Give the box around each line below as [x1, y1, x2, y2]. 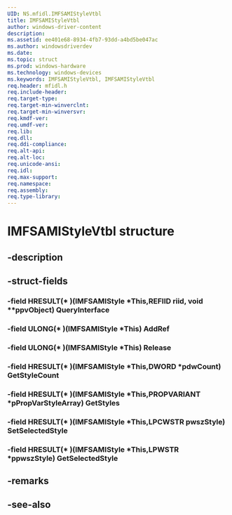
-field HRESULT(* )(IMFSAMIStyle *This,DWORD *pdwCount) [7, 361, 221, 371]
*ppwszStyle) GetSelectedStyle [7, 453, 118, 463]
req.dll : [7, 134, 33, 141]
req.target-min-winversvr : [7, 108, 86, 115]
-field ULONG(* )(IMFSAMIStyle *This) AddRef [7, 324, 170, 334]
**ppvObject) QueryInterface [7, 305, 110, 315]
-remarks [7, 475, 49, 487]
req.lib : [7, 128, 33, 135]
